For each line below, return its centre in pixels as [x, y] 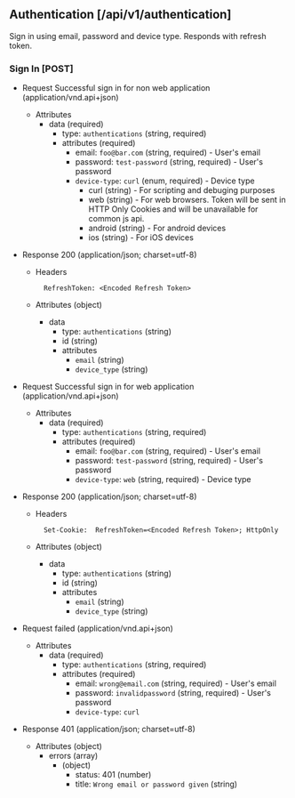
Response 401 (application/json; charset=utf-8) [108, 729]
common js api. [116, 219]
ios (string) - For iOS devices [141, 238]
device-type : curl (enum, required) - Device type [165, 181]
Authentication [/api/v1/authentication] [120, 15]
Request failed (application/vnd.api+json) [97, 629]
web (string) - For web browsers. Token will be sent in [187, 200]
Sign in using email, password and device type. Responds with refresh [138, 36]
